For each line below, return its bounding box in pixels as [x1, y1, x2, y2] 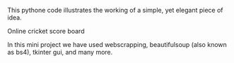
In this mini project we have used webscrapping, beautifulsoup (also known [7, 41, 228, 48]
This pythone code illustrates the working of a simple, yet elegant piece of [7, 6, 223, 14]
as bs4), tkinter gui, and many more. [7, 48, 113, 56]
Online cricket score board [7, 27, 85, 35]
